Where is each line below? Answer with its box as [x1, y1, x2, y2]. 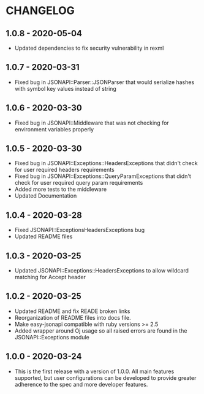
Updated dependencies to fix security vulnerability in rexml [14, 44, 164, 52]
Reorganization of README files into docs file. [14, 314, 131, 321]
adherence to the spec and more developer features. [14, 380, 148, 388]
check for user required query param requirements [14, 179, 143, 187]
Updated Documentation [14, 192, 77, 199]
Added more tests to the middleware [14, 185, 107, 193]
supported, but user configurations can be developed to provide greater [14, 374, 197, 381]
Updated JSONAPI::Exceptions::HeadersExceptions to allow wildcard [14, 267, 189, 274]
